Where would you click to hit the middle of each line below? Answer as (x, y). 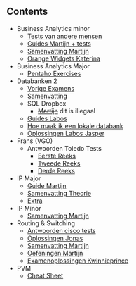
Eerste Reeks (57, 156)
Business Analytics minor (53, 28)
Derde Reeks (56, 170)
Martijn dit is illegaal (67, 111)
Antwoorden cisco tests (61, 230)
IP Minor (29, 208)
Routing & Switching (46, 223)
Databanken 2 (37, 81)
